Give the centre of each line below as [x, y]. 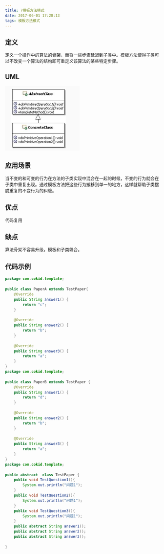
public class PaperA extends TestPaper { [47, 289]
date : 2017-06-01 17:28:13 [32, 15]
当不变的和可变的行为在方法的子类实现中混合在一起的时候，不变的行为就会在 [82, 178]
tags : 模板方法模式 [23, 21]
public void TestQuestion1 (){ [45, 480]
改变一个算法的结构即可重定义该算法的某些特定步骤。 [67, 61]
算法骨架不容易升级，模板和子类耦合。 [43, 250]
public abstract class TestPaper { [42, 475]
